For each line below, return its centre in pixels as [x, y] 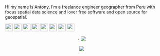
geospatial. [16, 17]
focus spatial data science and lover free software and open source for [76, 12]
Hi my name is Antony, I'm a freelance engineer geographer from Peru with [80, 7]
